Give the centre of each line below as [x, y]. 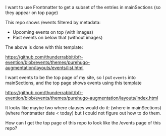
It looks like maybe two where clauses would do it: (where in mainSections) [83, 108]
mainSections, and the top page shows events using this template [74, 83]
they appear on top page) [32, 13]
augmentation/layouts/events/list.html [44, 68]
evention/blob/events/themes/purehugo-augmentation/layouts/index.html [82, 98]
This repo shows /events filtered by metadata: [53, 22]
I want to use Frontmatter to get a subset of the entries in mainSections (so [83, 7]
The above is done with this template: [44, 47]
